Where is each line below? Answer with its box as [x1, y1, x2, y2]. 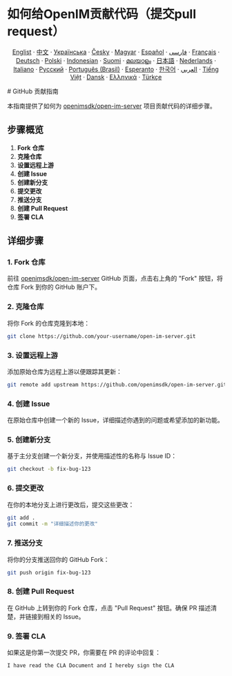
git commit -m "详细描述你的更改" [7, 520, 98, 527]
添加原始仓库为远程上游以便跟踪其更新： [7, 367, 122, 375]
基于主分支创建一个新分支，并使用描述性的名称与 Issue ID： [7, 452, 177, 460]
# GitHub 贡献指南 [7, 87, 59, 95]
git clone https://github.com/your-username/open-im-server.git [7, 332, 196, 339]
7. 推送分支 [7, 538, 43, 548]
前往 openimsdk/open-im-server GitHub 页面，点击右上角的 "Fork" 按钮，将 [7, 274, 223, 283]
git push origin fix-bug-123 [7, 569, 91, 576]
